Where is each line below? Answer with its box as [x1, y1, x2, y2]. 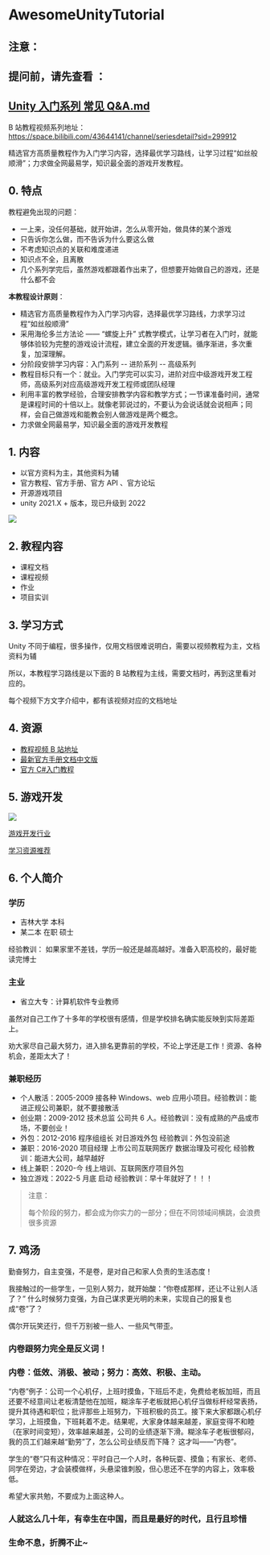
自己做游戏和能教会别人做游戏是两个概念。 [41, 409, 182, 419]
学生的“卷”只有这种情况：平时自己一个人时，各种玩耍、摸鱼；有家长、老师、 [8, 1453, 261, 1463]
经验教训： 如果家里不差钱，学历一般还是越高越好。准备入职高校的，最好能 [8, 944, 257, 954]
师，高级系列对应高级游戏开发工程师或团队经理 [19, 379, 175, 388]
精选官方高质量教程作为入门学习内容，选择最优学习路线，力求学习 [19, 309, 239, 318]
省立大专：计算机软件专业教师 [19, 997, 119, 1006]
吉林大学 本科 [19, 917, 65, 927]
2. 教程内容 [8, 539, 63, 553]
